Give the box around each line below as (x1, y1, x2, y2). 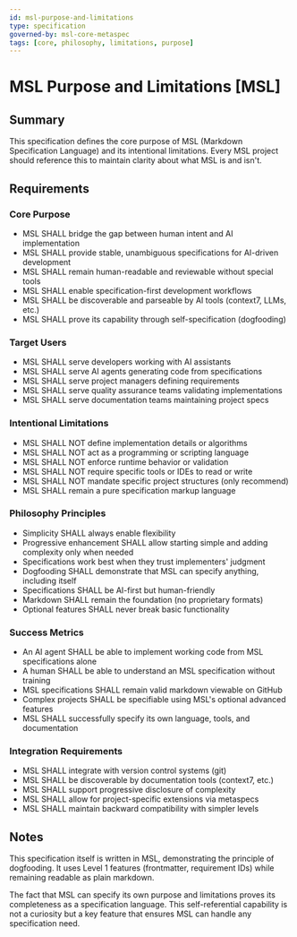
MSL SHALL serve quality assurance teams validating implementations (21, 385, 284, 396)
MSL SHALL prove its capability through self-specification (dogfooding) (21, 314, 286, 324)
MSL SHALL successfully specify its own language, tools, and (21, 713, 250, 724)
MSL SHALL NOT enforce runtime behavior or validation (21, 456, 229, 467)
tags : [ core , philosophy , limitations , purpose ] (9, 38, 194, 47)
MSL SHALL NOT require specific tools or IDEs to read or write (21, 466, 253, 477)
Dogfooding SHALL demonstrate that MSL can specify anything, (21, 565, 259, 576)
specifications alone (21, 656, 97, 667)
